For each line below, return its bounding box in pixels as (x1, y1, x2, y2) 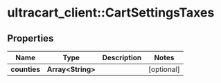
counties (10, 64, 40, 74)
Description (102, 53, 142, 62)
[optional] (148, 64, 180, 74)
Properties (7, 33, 54, 44)
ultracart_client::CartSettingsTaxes (7, 5, 215, 21)
